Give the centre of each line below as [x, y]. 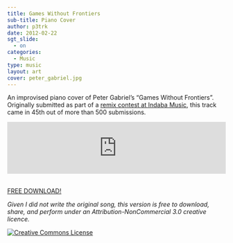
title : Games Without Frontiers [54, 13]
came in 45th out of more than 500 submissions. [77, 112]
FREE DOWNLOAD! [34, 191]
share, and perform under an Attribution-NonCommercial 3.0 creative [107, 212]
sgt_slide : [23, 39]
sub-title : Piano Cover [42, 20]
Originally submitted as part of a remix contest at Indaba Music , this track [112, 105]
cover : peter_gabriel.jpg [44, 78]
